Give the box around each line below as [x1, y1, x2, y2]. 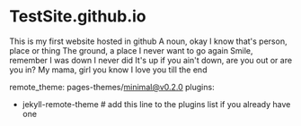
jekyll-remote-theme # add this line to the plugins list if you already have [22, 98, 291, 109]
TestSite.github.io [9, 6, 146, 27]
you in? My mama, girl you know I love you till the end [9, 64, 208, 75]
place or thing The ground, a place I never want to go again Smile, [9, 45, 253, 55]
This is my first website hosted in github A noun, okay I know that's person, [9, 36, 288, 46]
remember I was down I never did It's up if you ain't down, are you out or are [9, 55, 293, 65]
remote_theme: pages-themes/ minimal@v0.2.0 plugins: [9, 81, 215, 92]
